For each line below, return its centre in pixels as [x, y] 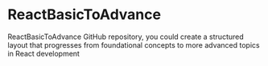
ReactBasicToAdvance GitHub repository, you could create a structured [126, 37]
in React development [43, 53]
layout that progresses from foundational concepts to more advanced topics [134, 45]
